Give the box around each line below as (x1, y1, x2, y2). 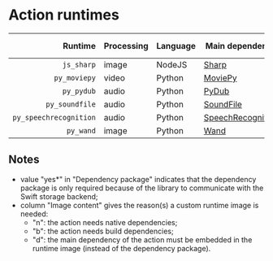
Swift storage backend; (19, 191, 99, 201)
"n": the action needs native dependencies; (32, 217, 178, 227)
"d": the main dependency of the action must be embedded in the (32, 234, 253, 245)
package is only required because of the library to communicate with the (19, 183, 264, 193)
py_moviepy (54, 73, 96, 82)
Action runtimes (8, 6, 119, 24)
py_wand (66, 126, 96, 135)
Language (156, 40, 197, 51)
